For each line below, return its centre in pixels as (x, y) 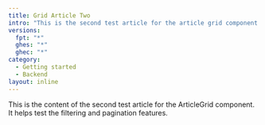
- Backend (31, 74)
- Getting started (46, 67)
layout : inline (33, 81)
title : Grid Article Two (49, 15)
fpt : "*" (30, 38)
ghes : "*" (31, 45)
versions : (25, 30)
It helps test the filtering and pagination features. (88, 112)
